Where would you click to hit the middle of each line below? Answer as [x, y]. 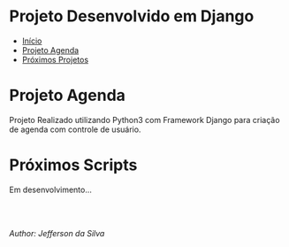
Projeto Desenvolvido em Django [132, 16]
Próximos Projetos [55, 59]
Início [32, 41]
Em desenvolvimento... [51, 189]
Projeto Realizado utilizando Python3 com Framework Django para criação [144, 120]
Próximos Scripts [73, 165]
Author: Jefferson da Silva [57, 233]
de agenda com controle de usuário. [75, 129]
